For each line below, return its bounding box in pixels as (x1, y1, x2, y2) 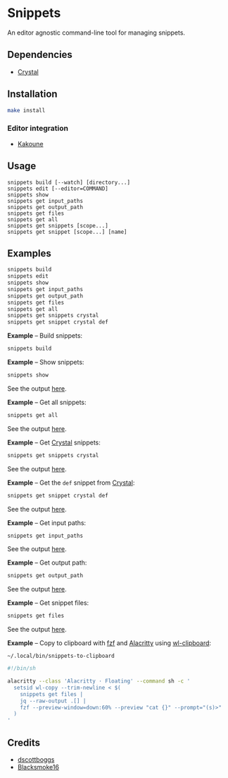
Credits (7, 736, 41, 748)
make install (7, 107, 46, 114)
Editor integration (7, 124, 69, 134)
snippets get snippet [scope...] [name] (7, 228, 128, 235)
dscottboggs (17, 755, 55, 764)
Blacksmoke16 (17, 763, 60, 772)
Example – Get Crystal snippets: (7, 438, 101, 447)
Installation (7, 88, 58, 100)
